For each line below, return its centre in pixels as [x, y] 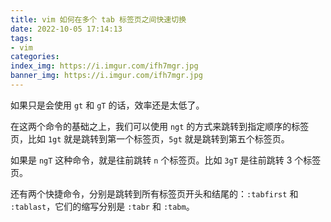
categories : [35, 57]
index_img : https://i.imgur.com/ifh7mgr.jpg [104, 66]
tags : [21, 38]
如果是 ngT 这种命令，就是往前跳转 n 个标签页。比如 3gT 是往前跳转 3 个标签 [166, 160]
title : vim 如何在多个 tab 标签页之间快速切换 [98, 19]
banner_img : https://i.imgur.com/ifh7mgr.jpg [106, 76]
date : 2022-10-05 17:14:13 [66, 29]
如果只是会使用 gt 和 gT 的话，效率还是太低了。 [107, 105]
